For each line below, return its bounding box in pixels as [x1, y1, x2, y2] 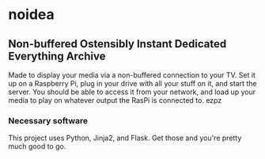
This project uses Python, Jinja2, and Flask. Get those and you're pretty [8, 133, 242, 143]
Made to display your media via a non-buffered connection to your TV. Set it [8, 70, 256, 80]
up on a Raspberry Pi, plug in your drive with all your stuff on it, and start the [8, 79, 257, 88]
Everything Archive [8, 49, 106, 62]
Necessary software [8, 115, 89, 126]
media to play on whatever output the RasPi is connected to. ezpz [8, 96, 222, 104]
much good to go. [8, 142, 66, 151]
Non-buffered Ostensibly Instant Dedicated [8, 37, 227, 51]
